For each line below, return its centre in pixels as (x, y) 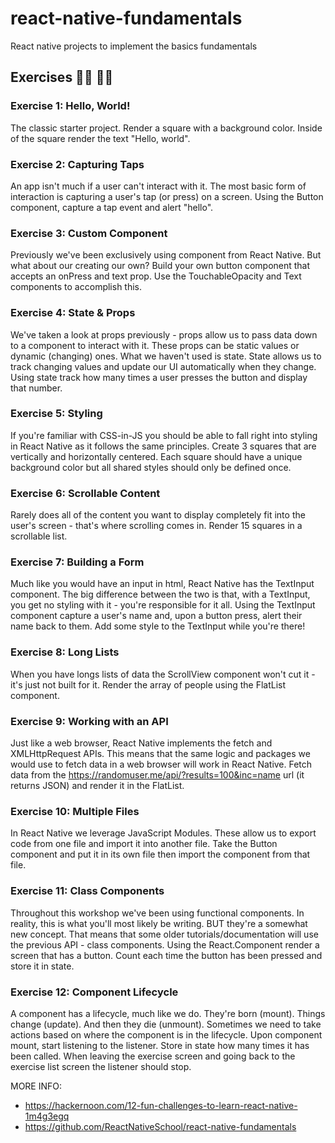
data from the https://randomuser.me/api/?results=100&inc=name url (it (157, 775)
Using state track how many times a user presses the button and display (159, 377)
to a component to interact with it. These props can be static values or (155, 345)
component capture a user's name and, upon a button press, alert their (156, 616)
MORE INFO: (36, 1086)
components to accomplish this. (76, 287)
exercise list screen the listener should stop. (101, 1066)
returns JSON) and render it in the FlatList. (97, 785)
